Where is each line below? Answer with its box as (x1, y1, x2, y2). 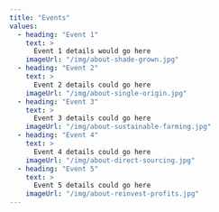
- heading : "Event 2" (17, 64, 99, 73)
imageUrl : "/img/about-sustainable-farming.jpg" (25, 123, 212, 132)
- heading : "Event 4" (17, 131, 99, 140)
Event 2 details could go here (32, 80, 151, 89)
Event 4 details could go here (32, 147, 151, 156)
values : (9, 22, 39, 31)
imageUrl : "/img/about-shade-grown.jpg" (25, 55, 179, 64)
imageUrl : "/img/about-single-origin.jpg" (25, 88, 187, 97)
